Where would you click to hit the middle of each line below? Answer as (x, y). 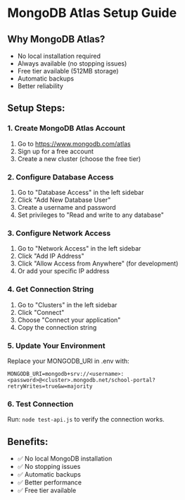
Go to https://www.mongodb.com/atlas (74, 143)
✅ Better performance (50, 482)
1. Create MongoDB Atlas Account (66, 129)
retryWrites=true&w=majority (50, 386)
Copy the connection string (57, 327)
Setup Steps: (36, 108)
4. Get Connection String (51, 290)
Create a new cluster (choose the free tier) (79, 159)
